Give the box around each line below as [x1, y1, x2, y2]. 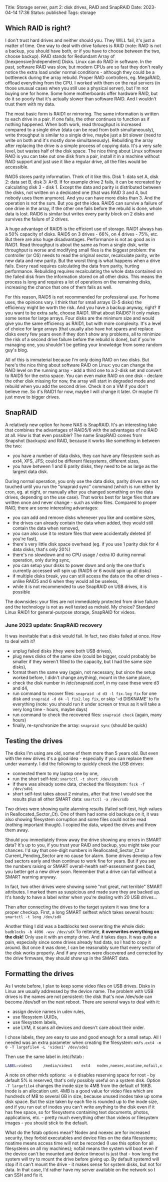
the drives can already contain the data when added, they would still [12, 519, 153, 525]
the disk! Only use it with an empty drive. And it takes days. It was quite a [5, 933, 157, 939]
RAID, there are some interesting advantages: [5, 504, 98, 510]
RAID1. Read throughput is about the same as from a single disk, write [5, 241, 149, 247]
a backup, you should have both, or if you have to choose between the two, [5, 47, 161, 54]
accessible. [5, 163, 29, 169]
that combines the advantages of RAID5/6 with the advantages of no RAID [5, 427, 158, 433]
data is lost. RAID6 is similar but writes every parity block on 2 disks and [5, 210, 154, 216]
